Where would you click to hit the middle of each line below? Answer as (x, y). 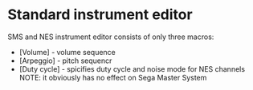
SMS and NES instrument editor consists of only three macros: (111, 37)
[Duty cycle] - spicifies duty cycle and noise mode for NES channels (132, 68)
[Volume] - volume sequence (67, 52)
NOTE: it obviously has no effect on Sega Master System (113, 77)
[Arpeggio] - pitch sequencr (65, 61)
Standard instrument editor (100, 15)
